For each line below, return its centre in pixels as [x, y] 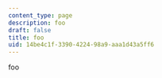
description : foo [37, 23]
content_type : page [40, 15]
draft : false [30, 30]
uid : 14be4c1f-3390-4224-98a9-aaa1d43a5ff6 [81, 45]
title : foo [26, 37]
